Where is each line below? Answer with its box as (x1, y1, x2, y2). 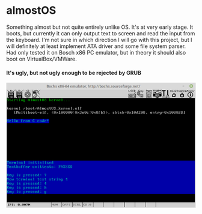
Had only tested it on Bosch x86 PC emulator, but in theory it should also (6, 49, 186, 56)
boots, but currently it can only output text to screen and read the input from (6, 29, 195, 37)
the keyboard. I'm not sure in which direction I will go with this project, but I (6, 36, 192, 43)
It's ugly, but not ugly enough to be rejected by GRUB (6, 69, 141, 76)
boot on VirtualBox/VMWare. (6, 55, 77, 62)
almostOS (6, 4, 57, 17)
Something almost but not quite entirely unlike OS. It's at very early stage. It (6, 23, 194, 31)
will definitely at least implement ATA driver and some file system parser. (6, 43, 186, 50)
